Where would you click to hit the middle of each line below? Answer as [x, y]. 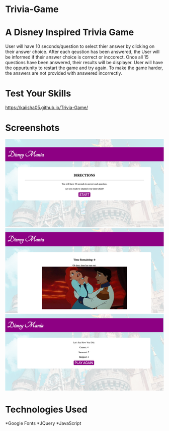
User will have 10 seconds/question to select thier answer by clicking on [80, 46]
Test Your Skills [38, 94]
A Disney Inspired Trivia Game [70, 33]
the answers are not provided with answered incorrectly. [64, 73]
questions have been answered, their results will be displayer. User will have [84, 63]
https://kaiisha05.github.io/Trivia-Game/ [47, 107]
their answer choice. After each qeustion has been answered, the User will [82, 52]
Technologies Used [47, 409]
